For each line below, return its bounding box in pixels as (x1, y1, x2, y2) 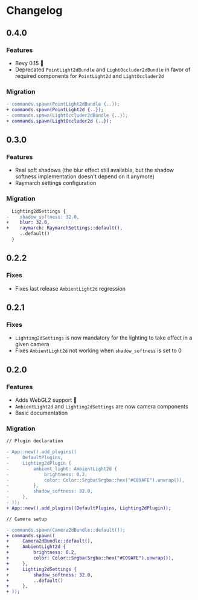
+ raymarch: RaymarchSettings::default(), (6, 225, 123, 231)
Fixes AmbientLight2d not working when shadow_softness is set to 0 (14, 347, 182, 354)
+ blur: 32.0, (6, 219, 50, 225)
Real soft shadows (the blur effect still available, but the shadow (14, 167, 174, 174)
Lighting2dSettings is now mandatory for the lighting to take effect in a (14, 334, 193, 341)
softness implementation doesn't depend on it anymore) (14, 173, 155, 180)
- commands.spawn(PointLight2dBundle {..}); (6, 101, 120, 108)
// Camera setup (6, 516, 47, 522)
